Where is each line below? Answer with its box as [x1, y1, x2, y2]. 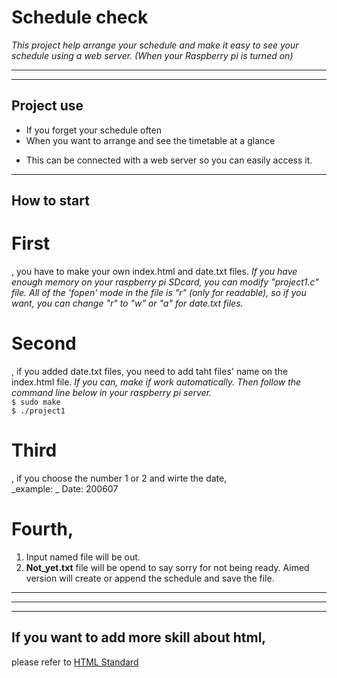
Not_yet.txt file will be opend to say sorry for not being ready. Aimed [25, 561, 310, 573]
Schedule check [11, 6, 149, 29]
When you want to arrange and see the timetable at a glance [25, 134, 276, 146]
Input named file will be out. [25, 551, 141, 563]
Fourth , [11, 518, 74, 541]
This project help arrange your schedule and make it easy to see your [11, 39, 299, 51]
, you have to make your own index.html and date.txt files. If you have [11, 266, 298, 278]
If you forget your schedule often [25, 124, 162, 136]
